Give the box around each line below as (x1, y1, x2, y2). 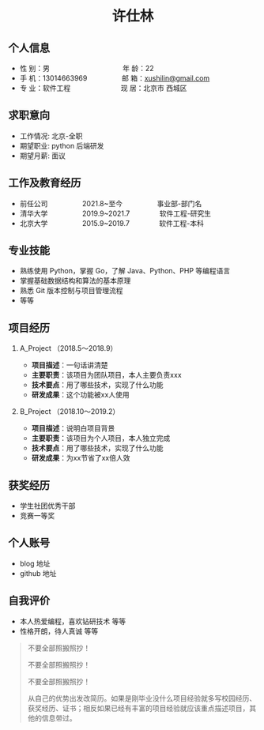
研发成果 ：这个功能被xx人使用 (31, 390, 130, 400)
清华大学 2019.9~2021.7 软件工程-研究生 (19, 209, 212, 218)
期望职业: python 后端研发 (19, 141, 104, 150)
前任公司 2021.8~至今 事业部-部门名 (19, 198, 202, 208)
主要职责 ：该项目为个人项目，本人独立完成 (31, 434, 171, 443)
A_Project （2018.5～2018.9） (19, 344, 118, 353)
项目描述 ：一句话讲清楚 (31, 360, 108, 370)
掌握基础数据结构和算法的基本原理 (19, 276, 131, 285)
